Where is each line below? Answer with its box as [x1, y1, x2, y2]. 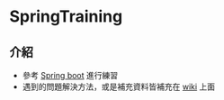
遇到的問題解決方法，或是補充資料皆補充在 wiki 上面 [22, 81, 216, 92]
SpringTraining [9, 6, 123, 27]
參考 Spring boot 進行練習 [22, 70, 119, 80]
